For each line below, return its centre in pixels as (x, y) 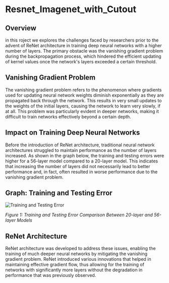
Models (25, 220)
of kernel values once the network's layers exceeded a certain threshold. (81, 62)
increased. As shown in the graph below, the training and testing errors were (85, 155)
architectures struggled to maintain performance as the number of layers (81, 150)
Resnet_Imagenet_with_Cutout (71, 9)
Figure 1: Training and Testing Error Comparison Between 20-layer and (79, 215)
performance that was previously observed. (51, 275)
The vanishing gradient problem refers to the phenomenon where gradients (83, 90)
